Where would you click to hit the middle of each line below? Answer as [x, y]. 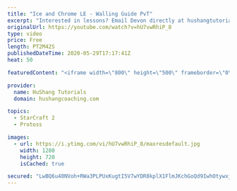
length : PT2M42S [31, 47]
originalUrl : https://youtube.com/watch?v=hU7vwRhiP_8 [90, 27]
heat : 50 [20, 60]
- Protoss [28, 125]
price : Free [25, 40]
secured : [20, 176]
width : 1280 [37, 150]
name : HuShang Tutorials [50, 92]
